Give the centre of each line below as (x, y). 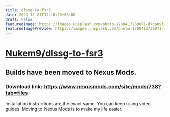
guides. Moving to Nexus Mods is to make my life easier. (64, 109)
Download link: (24, 86)
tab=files (17, 93)
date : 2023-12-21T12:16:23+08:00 (40, 15)
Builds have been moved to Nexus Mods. (71, 72)
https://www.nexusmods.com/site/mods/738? (102, 86)
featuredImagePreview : (29, 29)
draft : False (19, 19)
